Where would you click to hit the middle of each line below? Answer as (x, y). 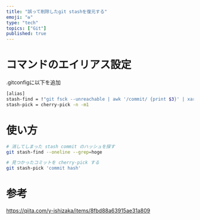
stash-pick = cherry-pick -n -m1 (48, 104)
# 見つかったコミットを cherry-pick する (53, 163)
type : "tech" (22, 23)
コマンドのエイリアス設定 (69, 65)
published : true (26, 34)
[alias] (16, 94)
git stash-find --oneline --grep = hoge (54, 152)
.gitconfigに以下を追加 (34, 82)
